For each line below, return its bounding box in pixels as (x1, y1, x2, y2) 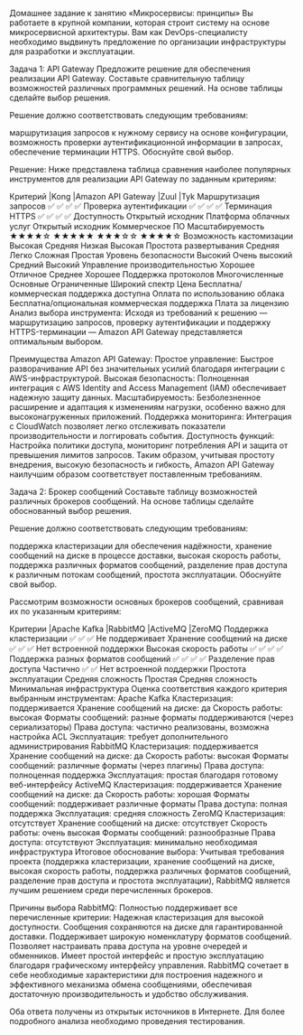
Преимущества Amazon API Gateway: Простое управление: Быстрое (9, 354, 274, 364)
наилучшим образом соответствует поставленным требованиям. (9, 469, 263, 480)
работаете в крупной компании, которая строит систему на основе (9, 17, 271, 28)
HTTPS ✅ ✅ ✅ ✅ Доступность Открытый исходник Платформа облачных (9, 211, 290, 221)
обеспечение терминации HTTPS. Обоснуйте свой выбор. (9, 146, 234, 157)
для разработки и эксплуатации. (9, 46, 135, 57)
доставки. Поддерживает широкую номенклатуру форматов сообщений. (9, 931, 292, 942)
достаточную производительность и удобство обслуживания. (9, 989, 250, 999)
